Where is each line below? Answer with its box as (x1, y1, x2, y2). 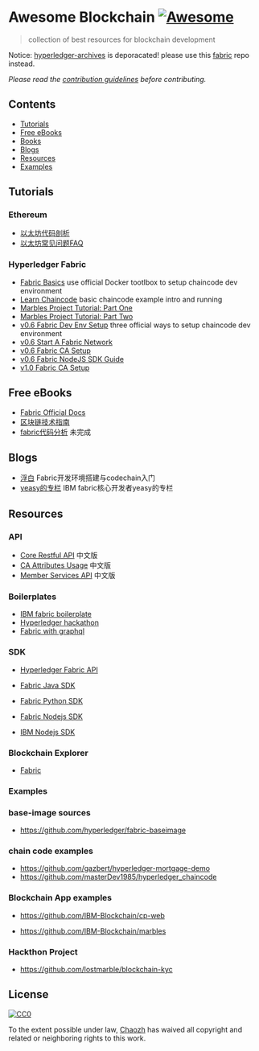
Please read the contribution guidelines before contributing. (8, 74, 207, 84)
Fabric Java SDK (19, 680, 76, 690)
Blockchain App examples (8, 893, 113, 904)
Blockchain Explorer (8, 747, 88, 758)
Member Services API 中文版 (19, 571, 116, 581)
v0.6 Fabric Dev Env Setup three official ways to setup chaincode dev (19, 320, 251, 330)
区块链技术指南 (19, 417, 70, 426)
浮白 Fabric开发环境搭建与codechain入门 (19, 473, 155, 482)
